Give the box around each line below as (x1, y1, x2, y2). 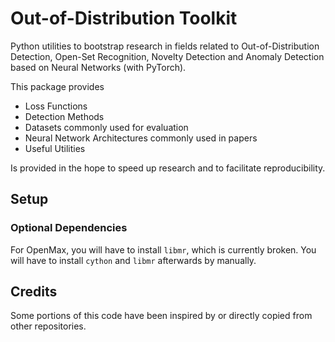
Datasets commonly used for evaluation (24, 121, 189, 133)
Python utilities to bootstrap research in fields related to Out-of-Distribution (10, 40, 320, 52)
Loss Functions (24, 100, 88, 112)
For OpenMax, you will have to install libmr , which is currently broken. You (10, 243, 317, 256)
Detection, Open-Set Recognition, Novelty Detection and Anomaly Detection (10, 50, 325, 62)
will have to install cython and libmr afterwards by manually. (10, 254, 257, 266)
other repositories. (10, 320, 87, 332)
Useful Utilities (24, 142, 86, 154)
